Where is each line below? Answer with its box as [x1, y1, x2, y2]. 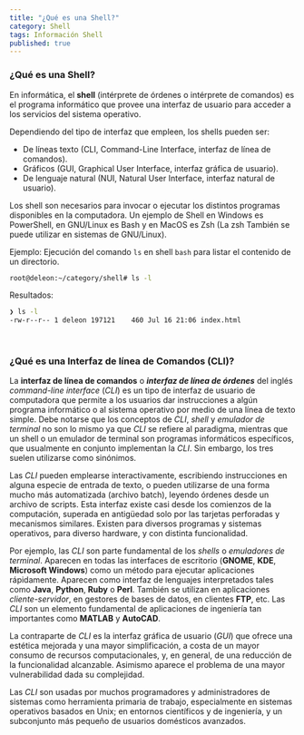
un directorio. [9, 256, 60, 267]
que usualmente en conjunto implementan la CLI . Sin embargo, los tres [9, 443, 274, 454]
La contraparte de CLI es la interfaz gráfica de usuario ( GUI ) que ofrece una [9, 631, 293, 642]
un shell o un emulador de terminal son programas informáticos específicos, [9, 433, 295, 445]
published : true [9, 38, 71, 48]
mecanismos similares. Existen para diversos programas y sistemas [9, 518, 262, 529]
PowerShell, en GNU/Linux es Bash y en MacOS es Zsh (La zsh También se [9, 219, 290, 230]
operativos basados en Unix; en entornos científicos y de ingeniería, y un [9, 706, 283, 717]
